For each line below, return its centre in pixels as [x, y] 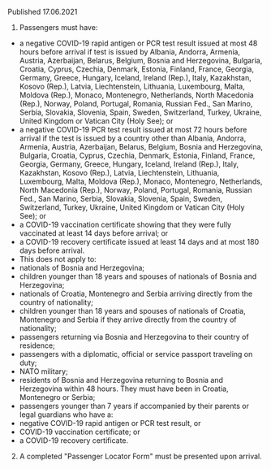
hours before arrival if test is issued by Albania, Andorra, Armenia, [130, 52]
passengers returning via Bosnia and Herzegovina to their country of [134, 337]
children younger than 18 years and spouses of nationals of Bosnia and [138, 276]
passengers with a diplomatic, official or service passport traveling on [136, 354]
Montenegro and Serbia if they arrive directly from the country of [128, 319]
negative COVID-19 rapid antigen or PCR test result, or [110, 423]
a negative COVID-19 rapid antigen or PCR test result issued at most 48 [138, 43]
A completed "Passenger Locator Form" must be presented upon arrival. [140, 456]
